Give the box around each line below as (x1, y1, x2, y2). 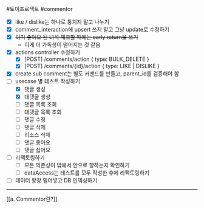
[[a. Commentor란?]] (6, 195, 58, 203)
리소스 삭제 (24, 131, 50, 138)
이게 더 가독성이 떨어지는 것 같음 (24, 41, 101, 49)
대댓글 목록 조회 (24, 108, 62, 116)
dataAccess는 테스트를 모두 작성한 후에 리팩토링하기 (24, 169, 150, 176)
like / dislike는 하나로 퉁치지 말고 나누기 (15, 18, 109, 26)
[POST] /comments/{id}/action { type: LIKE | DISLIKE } (24, 63, 160, 70)
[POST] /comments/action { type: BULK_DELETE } (24, 55, 150, 63)
